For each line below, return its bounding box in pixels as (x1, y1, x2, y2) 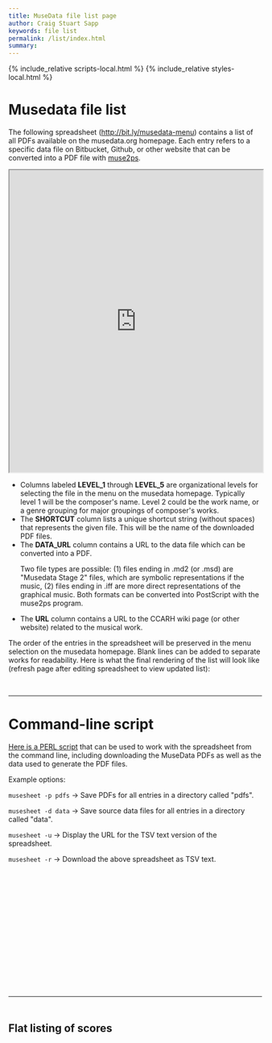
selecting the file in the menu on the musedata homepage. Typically (19, 488, 245, 498)
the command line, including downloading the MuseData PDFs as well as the (8, 750, 262, 760)
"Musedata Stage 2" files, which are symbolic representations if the (19, 573, 245, 583)
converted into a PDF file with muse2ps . (8, 153, 141, 163)
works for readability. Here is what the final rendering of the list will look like (8, 655, 260, 665)
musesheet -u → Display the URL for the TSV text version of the (8, 830, 217, 839)
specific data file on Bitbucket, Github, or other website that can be (8, 144, 231, 154)
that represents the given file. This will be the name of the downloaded (19, 523, 255, 533)
